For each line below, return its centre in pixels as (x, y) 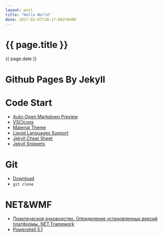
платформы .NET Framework (43, 224)
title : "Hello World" (28, 15)
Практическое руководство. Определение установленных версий (85, 219)
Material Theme (29, 127)
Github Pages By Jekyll (55, 79)
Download (24, 178)
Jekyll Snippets (29, 144)
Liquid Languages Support (41, 133)
